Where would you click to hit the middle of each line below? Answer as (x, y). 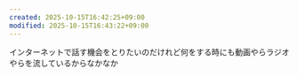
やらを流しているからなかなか (64, 63)
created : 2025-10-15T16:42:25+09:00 (77, 17)
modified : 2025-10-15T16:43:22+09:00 (79, 26)
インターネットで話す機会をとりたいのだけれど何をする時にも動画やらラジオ (149, 52)
